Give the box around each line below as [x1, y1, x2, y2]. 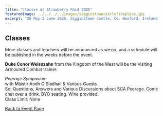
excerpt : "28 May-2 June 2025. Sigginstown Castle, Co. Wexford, [5, 16, 140, 21]
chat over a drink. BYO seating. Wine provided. [5, 91, 99, 97]
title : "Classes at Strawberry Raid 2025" [5, 7, 92, 12]
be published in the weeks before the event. [5, 52, 93, 58]
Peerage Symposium [5, 76, 47, 82]
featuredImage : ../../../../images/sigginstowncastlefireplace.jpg [5, 12, 145, 16]
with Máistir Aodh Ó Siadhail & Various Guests [5, 81, 97, 87]
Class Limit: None [5, 96, 40, 102]
